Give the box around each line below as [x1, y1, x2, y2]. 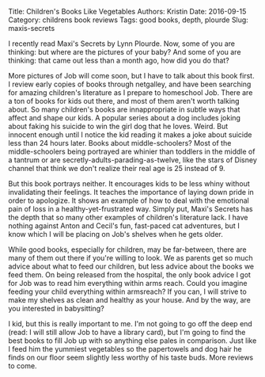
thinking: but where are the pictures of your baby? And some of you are [8, 48, 241, 56]
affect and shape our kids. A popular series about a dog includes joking [8, 113, 241, 122]
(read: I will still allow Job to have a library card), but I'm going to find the [8, 328, 246, 337]
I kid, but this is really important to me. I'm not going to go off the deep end [8, 319, 253, 328]
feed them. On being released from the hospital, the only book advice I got [8, 270, 252, 280]
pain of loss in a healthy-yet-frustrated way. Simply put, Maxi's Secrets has [8, 204, 253, 213]
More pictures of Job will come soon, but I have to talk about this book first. [8, 71, 255, 80]
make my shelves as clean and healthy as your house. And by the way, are [8, 295, 251, 304]
